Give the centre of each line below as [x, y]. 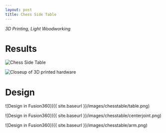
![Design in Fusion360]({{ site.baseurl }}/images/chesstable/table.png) [78, 106]
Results [21, 49]
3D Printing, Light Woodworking [38, 28]
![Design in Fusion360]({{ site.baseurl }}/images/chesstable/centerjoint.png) [83, 116]
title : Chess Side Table [31, 14]
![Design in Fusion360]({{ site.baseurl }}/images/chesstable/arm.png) [76, 126]
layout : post [19, 10]
